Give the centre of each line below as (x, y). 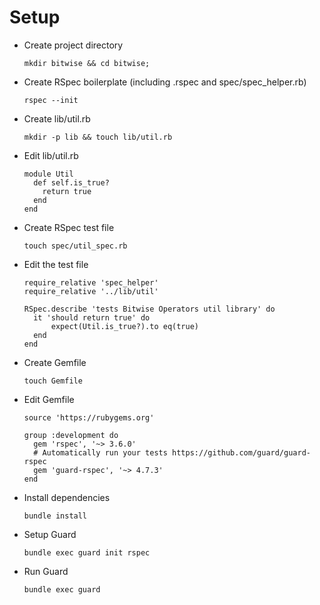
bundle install (55, 516)
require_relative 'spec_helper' (91, 282)
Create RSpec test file (69, 227)
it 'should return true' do (92, 317)
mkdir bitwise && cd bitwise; (87, 63)
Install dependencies (67, 497)
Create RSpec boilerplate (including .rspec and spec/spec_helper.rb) (165, 82)
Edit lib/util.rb (51, 155)
